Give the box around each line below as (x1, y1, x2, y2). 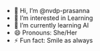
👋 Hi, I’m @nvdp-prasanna (13, 7, 90, 14)
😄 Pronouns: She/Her (13, 28, 78, 37)
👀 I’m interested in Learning (13, 14, 93, 22)
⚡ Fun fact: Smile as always (13, 37, 93, 44)
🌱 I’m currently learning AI (13, 21, 90, 29)
